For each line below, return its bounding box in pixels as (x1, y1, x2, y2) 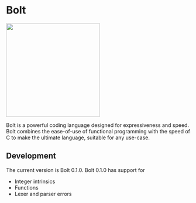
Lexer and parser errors (14, 190, 72, 197)
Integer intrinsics (14, 178, 56, 185)
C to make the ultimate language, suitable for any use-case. (6, 134, 150, 141)
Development (6, 151, 57, 161)
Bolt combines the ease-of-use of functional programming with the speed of (6, 128, 191, 135)
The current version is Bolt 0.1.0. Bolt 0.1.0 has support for (6, 166, 145, 173)
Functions (14, 184, 39, 191)
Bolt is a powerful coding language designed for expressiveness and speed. (6, 121, 189, 129)
